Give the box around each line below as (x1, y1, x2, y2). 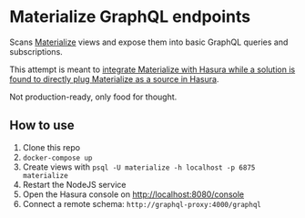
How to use (9, 118, 75, 133)
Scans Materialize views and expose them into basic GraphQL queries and (9, 36, 289, 47)
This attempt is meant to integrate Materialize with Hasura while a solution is (9, 64, 296, 75)
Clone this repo (22, 141, 80, 152)
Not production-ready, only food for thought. (9, 91, 178, 102)
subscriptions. (9, 46, 64, 57)
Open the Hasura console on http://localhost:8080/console (22, 189, 244, 200)
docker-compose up (22, 153, 93, 162)
